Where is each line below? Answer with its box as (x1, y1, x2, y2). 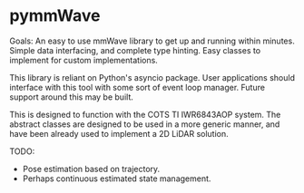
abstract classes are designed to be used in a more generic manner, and (9, 119, 280, 130)
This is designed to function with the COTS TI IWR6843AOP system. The (9, 109, 281, 120)
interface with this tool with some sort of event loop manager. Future (9, 82, 266, 92)
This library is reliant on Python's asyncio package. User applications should (9, 72, 296, 82)
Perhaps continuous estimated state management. (22, 173, 211, 184)
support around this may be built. (9, 92, 133, 102)
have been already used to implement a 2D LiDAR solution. (9, 128, 229, 139)
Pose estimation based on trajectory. (22, 163, 161, 174)
